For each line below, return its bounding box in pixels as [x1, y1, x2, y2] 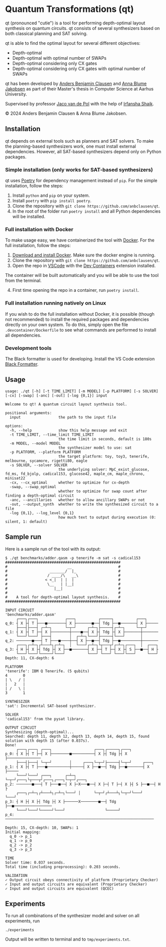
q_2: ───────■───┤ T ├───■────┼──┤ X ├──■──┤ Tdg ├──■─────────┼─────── [5, 638, 159, 643]
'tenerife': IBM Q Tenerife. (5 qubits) [5, 669, 90, 674]
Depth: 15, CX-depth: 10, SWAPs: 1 [5, 825, 79, 830]
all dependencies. [5, 332, 42, 338]
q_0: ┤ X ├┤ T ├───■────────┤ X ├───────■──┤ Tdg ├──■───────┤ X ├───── [5, 620, 159, 626]
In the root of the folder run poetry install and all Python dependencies [12, 208, 161, 214]
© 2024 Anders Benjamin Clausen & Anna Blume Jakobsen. [5, 110, 127, 116]
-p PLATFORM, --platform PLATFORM [9, 449, 81, 454]
